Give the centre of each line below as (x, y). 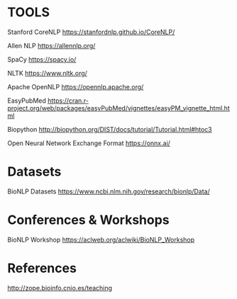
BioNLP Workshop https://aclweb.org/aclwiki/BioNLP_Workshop (101, 239)
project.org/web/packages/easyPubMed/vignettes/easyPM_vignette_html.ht (119, 108)
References (42, 268)
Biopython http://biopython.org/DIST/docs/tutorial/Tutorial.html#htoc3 (110, 129)
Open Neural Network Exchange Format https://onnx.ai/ (89, 143)
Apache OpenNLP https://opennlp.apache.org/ (76, 86)
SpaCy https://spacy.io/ (42, 59)
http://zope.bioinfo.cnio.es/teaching (60, 288)
